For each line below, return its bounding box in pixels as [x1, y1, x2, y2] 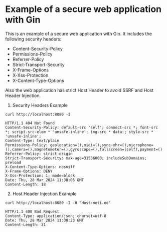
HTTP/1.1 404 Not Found [5, 120, 55, 125]
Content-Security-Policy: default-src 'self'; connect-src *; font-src [5, 125, 158, 130]
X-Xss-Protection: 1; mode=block [5, 173, 75, 178]
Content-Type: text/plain [5, 138, 59, 143]
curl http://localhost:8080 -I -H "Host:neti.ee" [5, 200, 111, 205]
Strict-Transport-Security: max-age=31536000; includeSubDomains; [5, 155, 147, 160]
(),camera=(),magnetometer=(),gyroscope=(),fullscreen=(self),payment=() [5, 146, 163, 152]
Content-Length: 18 [5, 181, 46, 187]
